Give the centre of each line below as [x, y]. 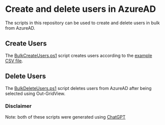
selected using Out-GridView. [35, 93]
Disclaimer [18, 106]
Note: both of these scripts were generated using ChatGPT [65, 117]
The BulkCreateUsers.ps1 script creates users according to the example [79, 55]
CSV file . [14, 61]
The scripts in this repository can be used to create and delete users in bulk [82, 23]
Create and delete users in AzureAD [81, 9]
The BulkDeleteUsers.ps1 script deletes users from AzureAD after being [78, 88]
